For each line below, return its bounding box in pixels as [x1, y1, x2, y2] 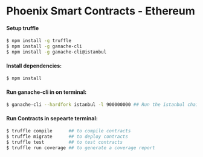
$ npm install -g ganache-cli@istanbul [6, 49, 107, 55]
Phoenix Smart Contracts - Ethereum [6, 4, 195, 18]
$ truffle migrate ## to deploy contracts [6, 134, 129, 140]
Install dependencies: [6, 62, 62, 69]
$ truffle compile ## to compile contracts [6, 128, 131, 134]
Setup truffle [6, 24, 39, 31]
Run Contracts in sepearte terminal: [6, 114, 98, 122]
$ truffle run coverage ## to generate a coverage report [6, 145, 155, 151]
